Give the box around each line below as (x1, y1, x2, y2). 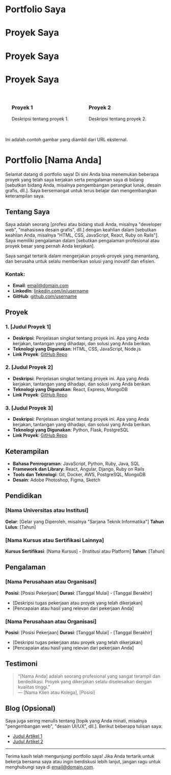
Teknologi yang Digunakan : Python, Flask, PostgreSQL (12, 427, 129, 433)
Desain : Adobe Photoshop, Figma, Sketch (12, 477, 101, 483)
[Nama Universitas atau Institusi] (5, 507, 89, 514)
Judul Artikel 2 (12, 738, 43, 744)
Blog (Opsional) (5, 704, 56, 713)
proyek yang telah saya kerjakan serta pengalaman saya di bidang (5, 176, 144, 183)
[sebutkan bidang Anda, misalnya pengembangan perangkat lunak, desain (5, 182, 161, 188)
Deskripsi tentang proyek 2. (89, 116, 147, 122)
